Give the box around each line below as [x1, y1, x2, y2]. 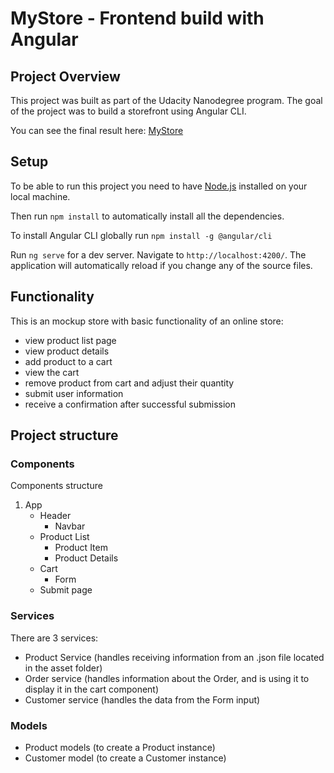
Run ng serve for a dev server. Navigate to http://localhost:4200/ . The [10, 248, 307, 261]
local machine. [10, 190, 71, 202]
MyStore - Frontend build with [10, 7, 265, 30]
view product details [24, 345, 110, 357]
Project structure [10, 427, 119, 444]
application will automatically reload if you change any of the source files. [10, 259, 313, 271]
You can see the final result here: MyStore [10, 125, 184, 136]
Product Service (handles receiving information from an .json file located [24, 651, 325, 663]
